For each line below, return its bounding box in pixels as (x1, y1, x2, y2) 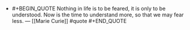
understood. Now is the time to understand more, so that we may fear (11, 11, 184, 18)
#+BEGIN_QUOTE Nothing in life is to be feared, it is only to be (11, 5, 166, 12)
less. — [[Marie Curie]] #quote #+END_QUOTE (11, 18, 127, 24)
